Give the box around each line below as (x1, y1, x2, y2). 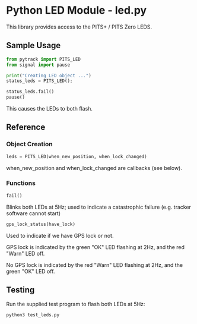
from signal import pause (6, 62, 70, 68)
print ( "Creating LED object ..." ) (6, 73, 92, 78)
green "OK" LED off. (6, 268, 55, 275)
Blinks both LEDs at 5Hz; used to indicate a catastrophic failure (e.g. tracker (6, 203, 192, 210)
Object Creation (6, 140, 53, 149)
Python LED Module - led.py (6, 4, 147, 17)
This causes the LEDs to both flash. (6, 105, 93, 112)
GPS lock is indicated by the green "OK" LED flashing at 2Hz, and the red (6, 243, 185, 250)
